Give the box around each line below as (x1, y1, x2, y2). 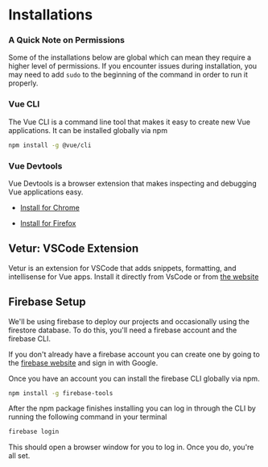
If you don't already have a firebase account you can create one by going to (8, 349, 260, 359)
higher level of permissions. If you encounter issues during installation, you (8, 61, 258, 71)
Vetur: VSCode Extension (8, 242, 139, 256)
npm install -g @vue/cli (8, 141, 92, 149)
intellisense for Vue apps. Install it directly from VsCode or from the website (8, 272, 259, 281)
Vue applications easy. (8, 187, 84, 197)
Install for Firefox (19, 218, 76, 227)
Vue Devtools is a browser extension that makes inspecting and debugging (8, 178, 257, 188)
